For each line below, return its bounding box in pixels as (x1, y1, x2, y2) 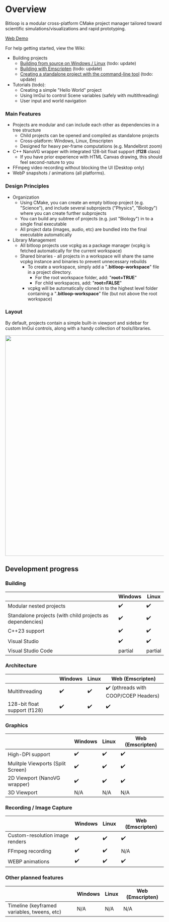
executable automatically (20, 231, 72, 237)
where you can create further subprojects (20, 210, 107, 216)
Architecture (5, 662, 37, 669)
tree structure (12, 127, 41, 133)
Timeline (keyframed (8, 902, 57, 909)
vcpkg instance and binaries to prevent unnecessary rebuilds (20, 258, 147, 264)
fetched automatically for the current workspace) (20, 248, 122, 254)
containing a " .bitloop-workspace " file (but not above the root (27, 290, 157, 296)
